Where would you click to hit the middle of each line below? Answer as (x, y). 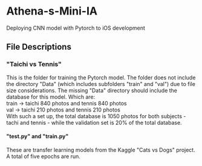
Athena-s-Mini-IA (52, 11)
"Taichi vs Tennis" (34, 64)
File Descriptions (39, 47)
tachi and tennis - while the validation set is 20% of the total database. (94, 122)
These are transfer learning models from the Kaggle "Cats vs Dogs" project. (101, 150)
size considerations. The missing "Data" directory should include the (92, 90)
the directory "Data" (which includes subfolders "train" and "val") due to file (101, 84)
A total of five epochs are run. (43, 156)
